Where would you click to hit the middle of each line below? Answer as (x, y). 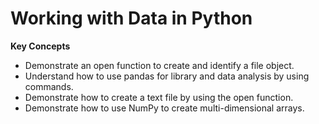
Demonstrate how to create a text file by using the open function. (159, 97)
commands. (49, 86)
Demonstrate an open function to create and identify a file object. (159, 65)
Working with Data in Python (131, 18)
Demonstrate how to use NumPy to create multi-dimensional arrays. (164, 108)
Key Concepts (40, 46)
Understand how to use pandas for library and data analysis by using (167, 76)
